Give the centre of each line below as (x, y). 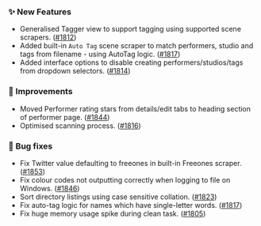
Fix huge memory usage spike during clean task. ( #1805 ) (113, 213)
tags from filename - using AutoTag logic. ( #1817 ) (100, 55)
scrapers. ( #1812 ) (48, 37)
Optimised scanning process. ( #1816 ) (80, 126)
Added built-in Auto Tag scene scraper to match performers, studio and (136, 46)
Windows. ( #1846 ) (50, 188)
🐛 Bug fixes (31, 146)
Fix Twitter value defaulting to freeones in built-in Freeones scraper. (130, 163)
